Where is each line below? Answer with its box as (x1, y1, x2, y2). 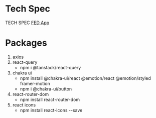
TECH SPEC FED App (5, 20, 50, 26)
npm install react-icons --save (20, 107, 83, 113)
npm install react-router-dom (20, 96, 80, 102)
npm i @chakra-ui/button (20, 86, 72, 92)
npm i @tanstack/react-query (20, 64, 81, 70)
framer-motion (20, 80, 50, 86)
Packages (5, 37, 48, 49)
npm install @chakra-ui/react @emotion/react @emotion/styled (20, 75, 151, 81)
